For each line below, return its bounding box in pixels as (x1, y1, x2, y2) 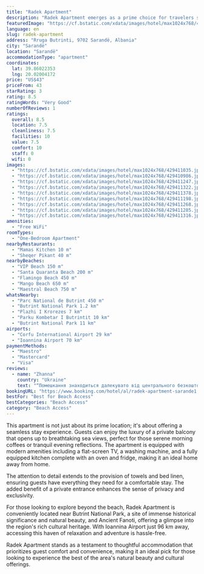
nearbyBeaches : (6, 258, 45, 264)
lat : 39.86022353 (12, 65, 56, 72)
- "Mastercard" (12, 354, 50, 360)
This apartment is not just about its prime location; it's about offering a (6, 421, 182, 429)
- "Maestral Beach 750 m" (12, 286, 78, 292)
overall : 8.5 (12, 116, 45, 122)
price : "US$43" (6, 77, 45, 83)
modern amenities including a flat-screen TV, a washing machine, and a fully (6, 447, 198, 455)
